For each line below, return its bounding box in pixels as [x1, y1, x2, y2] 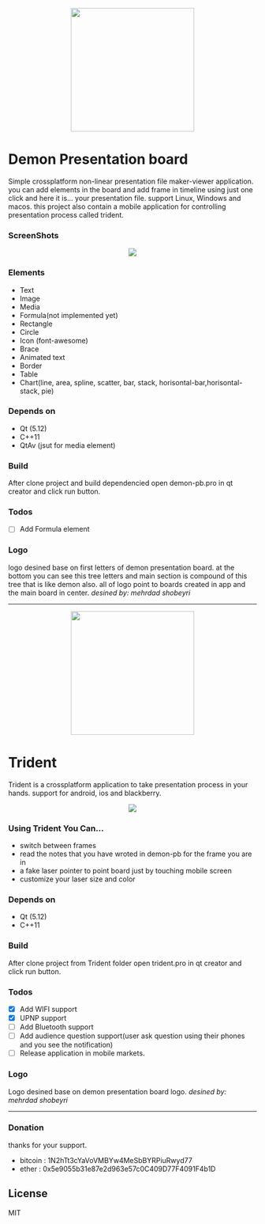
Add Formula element [19, 525, 90, 534]
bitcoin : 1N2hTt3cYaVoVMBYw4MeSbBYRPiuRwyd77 [19, 1155, 193, 1165]
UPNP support [19, 1013, 67, 1022]
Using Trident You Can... [8, 823, 104, 834]
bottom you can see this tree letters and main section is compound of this [8, 570, 248, 581]
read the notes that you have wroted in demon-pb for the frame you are [19, 849, 252, 858]
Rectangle [19, 319, 53, 328]
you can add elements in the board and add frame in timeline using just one [8, 184, 254, 194]
